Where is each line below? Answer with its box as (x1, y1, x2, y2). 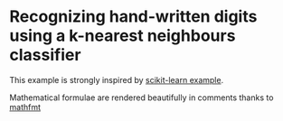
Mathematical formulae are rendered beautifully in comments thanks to (9, 92, 274, 103)
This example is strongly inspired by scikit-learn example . (9, 74, 224, 85)
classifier (9, 45, 81, 65)
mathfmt (9, 101, 42, 112)
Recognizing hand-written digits (9, 6, 258, 27)
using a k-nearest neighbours (9, 25, 236, 46)
